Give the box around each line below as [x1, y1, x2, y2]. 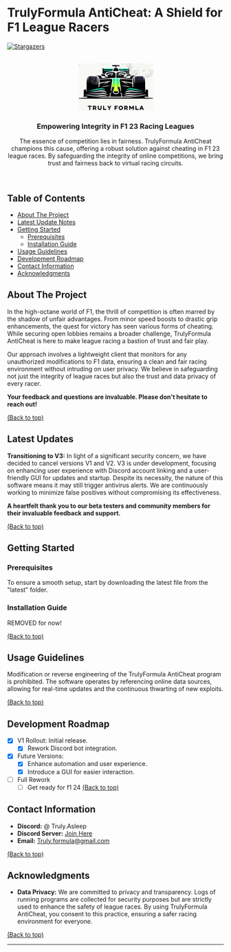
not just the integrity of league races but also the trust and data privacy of [7, 372, 217, 380]
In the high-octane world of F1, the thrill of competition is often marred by [7, 307, 215, 315]
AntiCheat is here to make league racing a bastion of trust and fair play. [7, 336, 209, 345]
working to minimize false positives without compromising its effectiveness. [7, 488, 221, 497]
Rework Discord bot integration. [27, 744, 118, 752]
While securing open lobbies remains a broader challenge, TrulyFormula [7, 329, 212, 338]
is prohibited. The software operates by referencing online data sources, [7, 677, 212, 686]
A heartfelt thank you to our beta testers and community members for [7, 501, 211, 510]
